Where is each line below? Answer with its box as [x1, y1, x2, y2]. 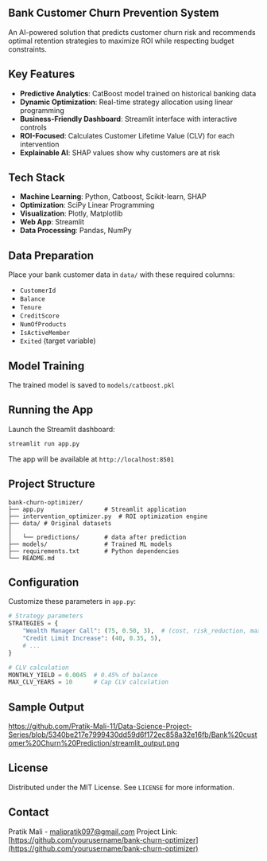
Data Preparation [8, 248, 94, 262]
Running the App [8, 403, 94, 417]
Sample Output [8, 700, 85, 714]
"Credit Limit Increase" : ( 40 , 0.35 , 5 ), [22, 634, 161, 642]
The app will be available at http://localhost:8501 [8, 454, 175, 464]
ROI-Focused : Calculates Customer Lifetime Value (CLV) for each [19, 131, 234, 140]
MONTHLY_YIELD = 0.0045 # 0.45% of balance [8, 671, 158, 679]
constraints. [8, 44, 48, 54]
